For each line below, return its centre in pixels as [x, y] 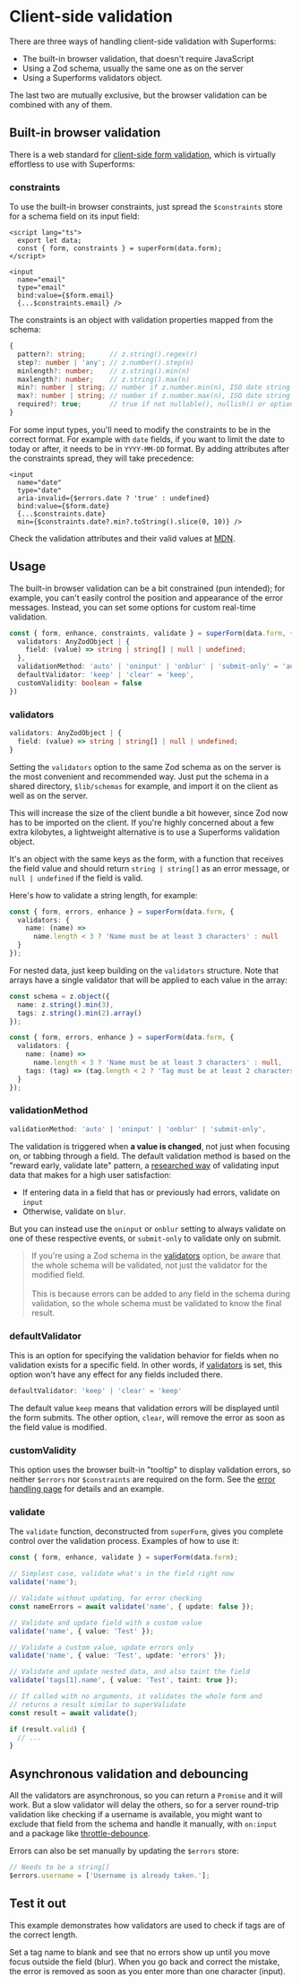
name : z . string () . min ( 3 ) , [66, 1005]
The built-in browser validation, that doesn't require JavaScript [138, 58]
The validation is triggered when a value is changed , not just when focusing [150, 1146]
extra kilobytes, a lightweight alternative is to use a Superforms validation [145, 832]
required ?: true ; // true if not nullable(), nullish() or [142, 404]
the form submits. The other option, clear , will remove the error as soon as [147, 1417]
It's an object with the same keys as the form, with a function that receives [146, 859]
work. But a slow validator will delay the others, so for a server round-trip [144, 1805]
